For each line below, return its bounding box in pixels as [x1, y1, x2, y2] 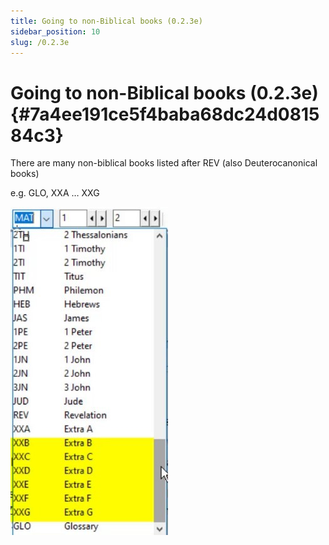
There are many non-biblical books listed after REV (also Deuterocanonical [10, 157, 318, 169]
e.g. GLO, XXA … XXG [10, 187, 100, 199]
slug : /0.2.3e [10, 37, 70, 47]
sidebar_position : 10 [10, 26, 101, 37]
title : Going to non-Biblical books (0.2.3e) [10, 16, 203, 26]
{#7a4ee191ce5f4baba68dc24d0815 [10, 103, 320, 125]
